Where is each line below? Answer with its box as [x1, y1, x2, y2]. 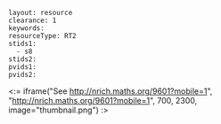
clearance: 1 [8, 16, 57, 25]
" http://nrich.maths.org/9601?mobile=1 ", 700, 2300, [8, 96, 198, 105]
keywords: [8, 24, 45, 33]
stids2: [8, 55, 37, 64]
